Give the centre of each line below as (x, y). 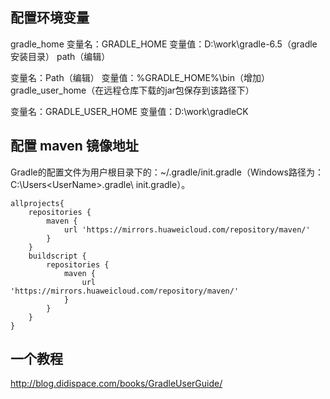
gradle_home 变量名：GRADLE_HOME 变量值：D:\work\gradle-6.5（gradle (164, 44)
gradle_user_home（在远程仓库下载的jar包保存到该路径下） (132, 90)
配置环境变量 (50, 18)
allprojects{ (37, 203)
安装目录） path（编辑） (60, 56)
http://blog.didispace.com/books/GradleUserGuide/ (116, 384)
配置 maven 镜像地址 (74, 146)
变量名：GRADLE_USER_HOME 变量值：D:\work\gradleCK (129, 111)
